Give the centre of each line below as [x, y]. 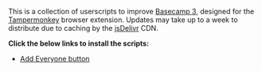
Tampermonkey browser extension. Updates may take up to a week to [123, 20]
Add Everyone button [55, 59]
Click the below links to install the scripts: [79, 43]
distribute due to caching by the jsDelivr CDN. [84, 28]
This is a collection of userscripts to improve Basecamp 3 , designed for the [131, 11]
